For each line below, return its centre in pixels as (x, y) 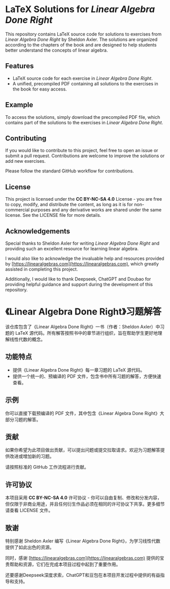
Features (19, 66)
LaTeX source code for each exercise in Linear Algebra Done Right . (82, 78)
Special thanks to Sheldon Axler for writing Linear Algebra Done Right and (82, 243)
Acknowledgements (38, 231)
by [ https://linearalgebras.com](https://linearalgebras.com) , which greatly (82, 264)
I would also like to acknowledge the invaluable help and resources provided (85, 258)
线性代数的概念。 (27, 339)
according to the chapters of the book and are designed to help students (81, 44)
